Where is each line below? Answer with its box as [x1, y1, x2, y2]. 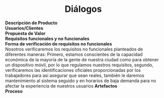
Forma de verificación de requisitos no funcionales [5, 41, 112, 47]
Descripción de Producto [5, 20, 58, 26]
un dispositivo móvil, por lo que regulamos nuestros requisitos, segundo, [5, 62, 154, 68]
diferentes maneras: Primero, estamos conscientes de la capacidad [5, 51, 143, 57]
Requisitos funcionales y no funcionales [5, 36, 90, 42]
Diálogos [64, 3, 102, 15]
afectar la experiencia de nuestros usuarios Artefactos [5, 83, 117, 89]
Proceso [5, 88, 23, 94]
